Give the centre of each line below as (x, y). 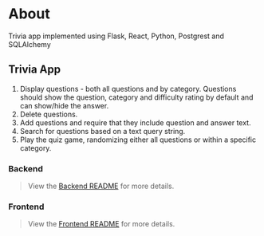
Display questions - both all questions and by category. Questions (128, 88)
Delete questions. (49, 114)
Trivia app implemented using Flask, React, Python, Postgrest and (116, 36)
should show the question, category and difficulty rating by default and (136, 97)
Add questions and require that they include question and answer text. (135, 122)
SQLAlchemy (30, 44)
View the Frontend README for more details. (101, 224)
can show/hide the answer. (64, 105)
